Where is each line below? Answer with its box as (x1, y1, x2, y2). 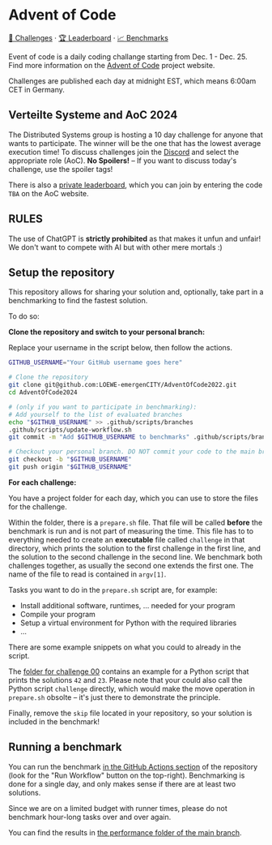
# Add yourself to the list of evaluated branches (8, 410, 183, 418)
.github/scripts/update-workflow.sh (8, 426, 132, 434)
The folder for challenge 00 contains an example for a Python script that (8, 667, 249, 676)
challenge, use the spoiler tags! (8, 164, 113, 174)
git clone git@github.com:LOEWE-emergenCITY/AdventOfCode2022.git (8, 381, 237, 389)
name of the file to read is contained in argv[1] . (8, 569, 167, 579)
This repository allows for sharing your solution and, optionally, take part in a (8, 287, 264, 297)
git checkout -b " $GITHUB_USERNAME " (8, 456, 132, 464)
